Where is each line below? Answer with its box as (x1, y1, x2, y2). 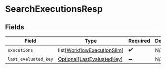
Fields (5, 23, 25, 31)
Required (128, 38, 151, 44)
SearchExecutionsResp (5, 3, 103, 15)
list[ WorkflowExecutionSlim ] (58, 46, 124, 53)
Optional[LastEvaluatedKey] (58, 56, 123, 62)
